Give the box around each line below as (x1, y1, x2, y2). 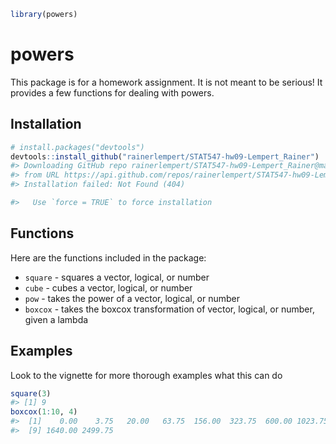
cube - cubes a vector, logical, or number (24, 281, 193, 294)
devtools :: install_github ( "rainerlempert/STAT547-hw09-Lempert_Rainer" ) (10, 151, 320, 162)
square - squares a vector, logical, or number (24, 271, 210, 283)
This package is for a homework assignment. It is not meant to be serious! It (10, 76, 323, 88)
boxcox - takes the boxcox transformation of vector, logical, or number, (24, 303, 315, 315)
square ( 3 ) (10, 388, 52, 399)
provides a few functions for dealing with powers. (10, 86, 215, 99)
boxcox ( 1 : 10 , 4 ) (10, 407, 78, 417)
